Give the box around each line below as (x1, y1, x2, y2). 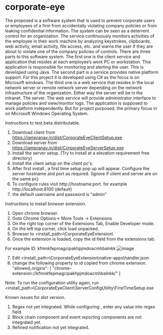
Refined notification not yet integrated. (12, 324, 90, 330)
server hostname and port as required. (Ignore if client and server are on (12, 171, 158, 176)
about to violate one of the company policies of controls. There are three (5, 48, 151, 54)
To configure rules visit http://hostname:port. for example (12, 181, 127, 187)
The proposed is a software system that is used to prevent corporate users (5, 18, 155, 23)
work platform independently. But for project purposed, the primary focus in (5, 105, 157, 111)
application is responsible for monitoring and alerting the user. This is (5, 64, 144, 70)
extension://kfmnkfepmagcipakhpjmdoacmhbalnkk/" (12, 270, 118, 276)
